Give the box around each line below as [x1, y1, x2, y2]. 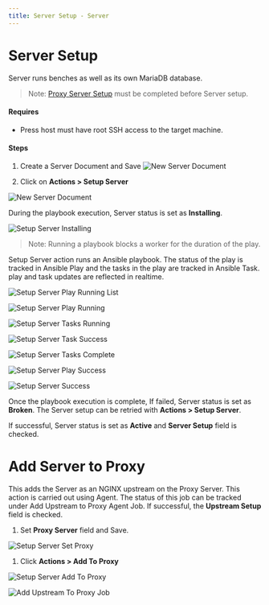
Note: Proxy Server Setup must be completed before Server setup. [27, 88, 249, 98]
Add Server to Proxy [8, 458, 146, 475]
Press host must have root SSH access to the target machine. [19, 125, 223, 134]
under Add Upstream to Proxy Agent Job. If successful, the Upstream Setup [8, 500, 262, 511]
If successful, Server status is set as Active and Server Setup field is [8, 420, 237, 430]
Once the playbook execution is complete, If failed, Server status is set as [8, 396, 251, 406]
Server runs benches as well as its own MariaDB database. [8, 73, 203, 83]
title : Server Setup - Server [8, 11, 110, 20]
